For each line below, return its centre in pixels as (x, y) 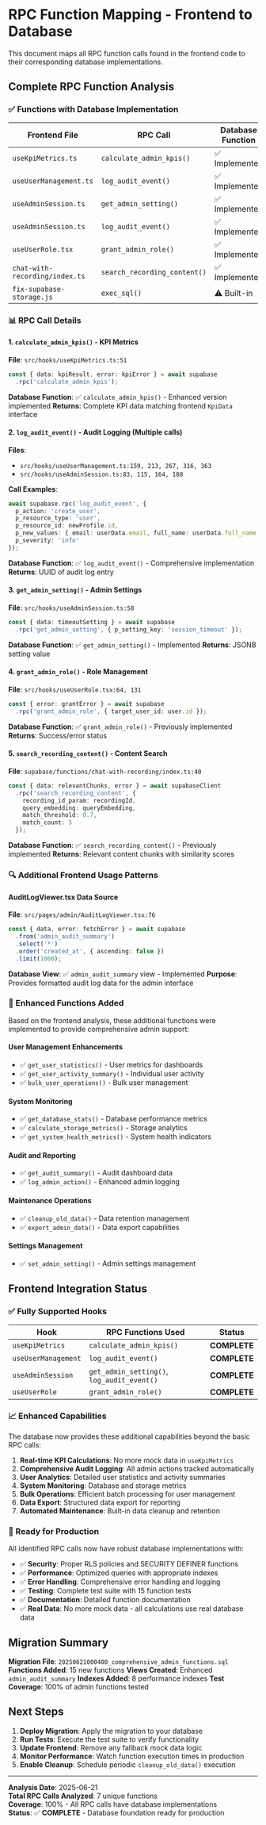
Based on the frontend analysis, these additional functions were (112, 1020)
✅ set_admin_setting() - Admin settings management (108, 1263)
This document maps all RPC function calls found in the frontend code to (127, 53)
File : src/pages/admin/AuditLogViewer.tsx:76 (82, 914)
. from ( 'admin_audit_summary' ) (65, 937)
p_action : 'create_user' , (58, 511)
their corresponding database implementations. (86, 62)
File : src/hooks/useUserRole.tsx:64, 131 (75, 689)
